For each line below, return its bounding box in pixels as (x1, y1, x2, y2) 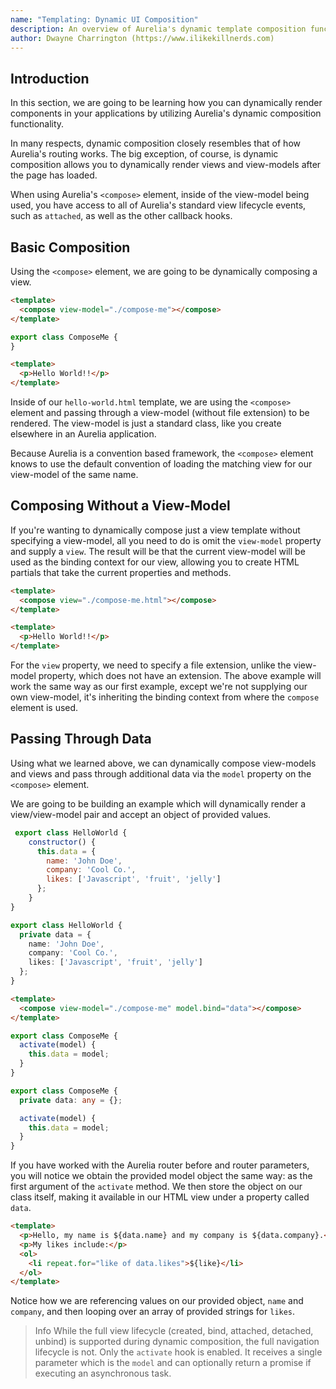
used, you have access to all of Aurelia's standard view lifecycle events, (10, 199, 307, 211)
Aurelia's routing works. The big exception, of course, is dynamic (10, 148, 279, 160)
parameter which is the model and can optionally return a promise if (34, 1357, 312, 1369)
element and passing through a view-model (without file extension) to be (10, 407, 310, 418)
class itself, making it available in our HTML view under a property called (10, 1191, 310, 1203)
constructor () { (28, 837, 97, 847)
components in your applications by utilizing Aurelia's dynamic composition (10, 107, 322, 120)
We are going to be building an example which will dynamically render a (10, 797, 307, 810)
